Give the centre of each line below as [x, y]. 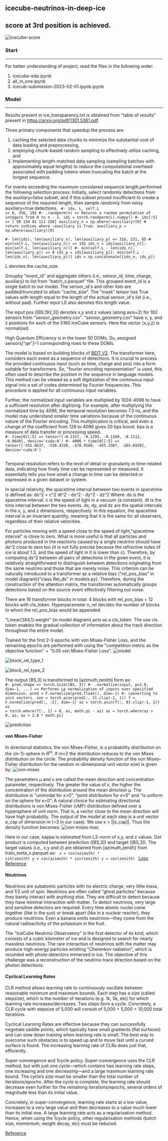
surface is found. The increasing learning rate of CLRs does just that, [76, 1046]
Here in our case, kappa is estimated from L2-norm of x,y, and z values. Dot [83, 837]
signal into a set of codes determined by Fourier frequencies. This [73, 385]
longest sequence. [31, 177]
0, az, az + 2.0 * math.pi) [34, 715]
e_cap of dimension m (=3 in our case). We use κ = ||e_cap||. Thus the [77, 822]
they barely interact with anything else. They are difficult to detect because [82, 897]
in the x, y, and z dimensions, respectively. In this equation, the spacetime [81, 511]
